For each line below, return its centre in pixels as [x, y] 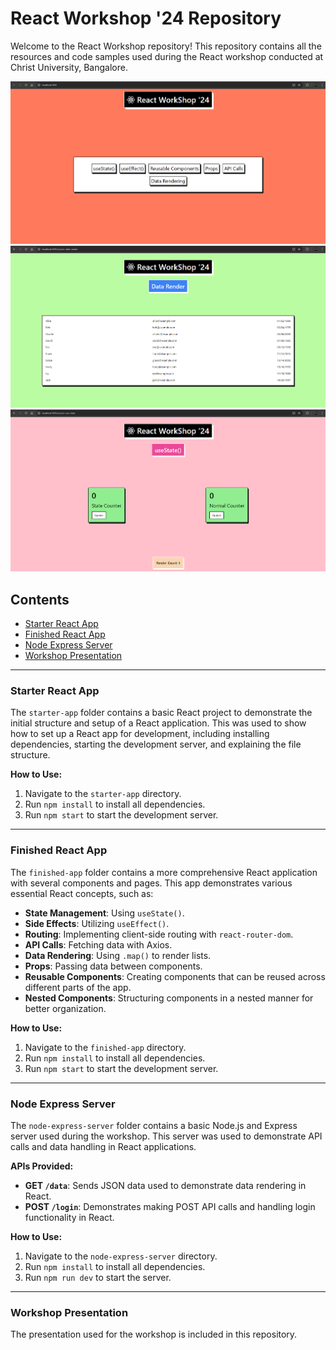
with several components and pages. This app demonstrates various [151, 883]
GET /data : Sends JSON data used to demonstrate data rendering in [165, 1186]
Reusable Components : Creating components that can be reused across [175, 976]
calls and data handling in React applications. [103, 1147]
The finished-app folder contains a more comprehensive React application [164, 872]
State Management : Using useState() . [104, 913]
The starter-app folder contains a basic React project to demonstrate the [161, 713]
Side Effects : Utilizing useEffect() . [97, 923]
